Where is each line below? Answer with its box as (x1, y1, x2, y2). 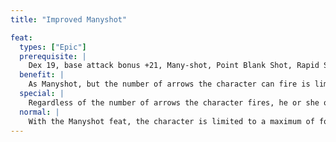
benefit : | (19, 70, 65, 80)
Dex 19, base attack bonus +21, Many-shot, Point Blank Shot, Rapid (28, 61, 320, 71)
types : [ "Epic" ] (19, 42, 87, 52)
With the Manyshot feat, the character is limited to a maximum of (28, 116, 315, 126)
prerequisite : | (19, 51, 87, 61)
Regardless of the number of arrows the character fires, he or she (28, 97, 320, 108)
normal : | (19, 107, 60, 117)
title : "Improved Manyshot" (10, 14, 128, 25)
